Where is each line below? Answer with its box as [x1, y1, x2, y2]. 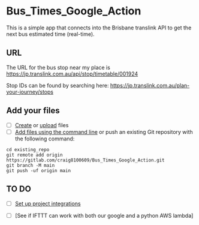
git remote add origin [6, 152, 63, 158]
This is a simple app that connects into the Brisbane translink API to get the [6, 24, 192, 31]
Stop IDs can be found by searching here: [6, 82, 109, 89]
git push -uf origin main [6, 167, 71, 173]
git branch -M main [6, 162, 55, 169]
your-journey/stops [6, 88, 54, 95]
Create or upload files [14, 121, 69, 128]
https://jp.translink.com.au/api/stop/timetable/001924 [6, 70, 138, 77]
